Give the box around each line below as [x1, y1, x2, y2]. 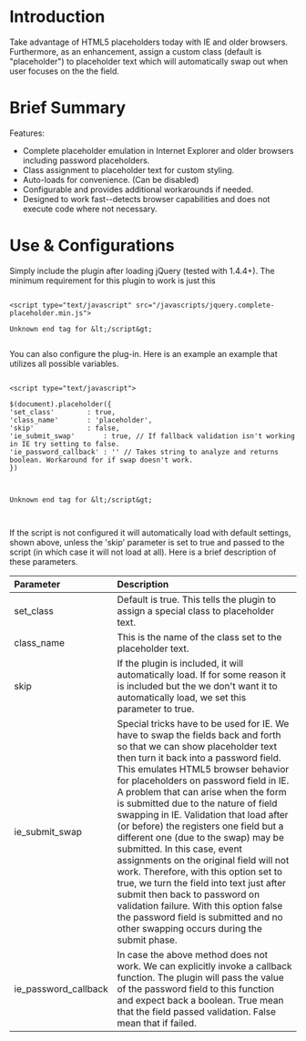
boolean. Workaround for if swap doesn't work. [9, 455, 194, 464]
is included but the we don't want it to [117, 679, 278, 692]
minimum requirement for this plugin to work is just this [9, 275, 216, 286]
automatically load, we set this [117, 690, 247, 703]
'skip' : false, [9, 424, 120, 433]
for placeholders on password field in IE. [117, 774, 290, 787]
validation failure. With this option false [117, 899, 283, 912]
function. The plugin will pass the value [117, 971, 284, 984]
